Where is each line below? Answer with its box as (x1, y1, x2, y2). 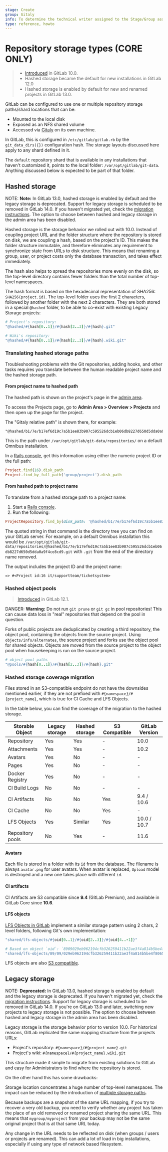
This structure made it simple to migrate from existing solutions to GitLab (5, 1060, 155, 1066)
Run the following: (12, 509, 50, 515)
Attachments (7, 745, 38, 752)
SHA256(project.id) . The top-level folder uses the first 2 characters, (5, 294, 145, 300)
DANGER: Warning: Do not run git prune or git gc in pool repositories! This (5, 606, 162, 612)
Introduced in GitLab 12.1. (17, 596, 69, 602)
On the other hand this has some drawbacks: (5, 1075, 98, 1081)
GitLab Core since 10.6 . (5, 899, 54, 905)
